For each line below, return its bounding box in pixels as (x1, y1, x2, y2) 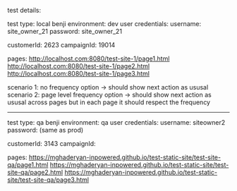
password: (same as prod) (7, 126, 84, 134)
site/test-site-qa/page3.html (7, 175, 90, 184)
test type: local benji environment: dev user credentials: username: (7, 20, 202, 27)
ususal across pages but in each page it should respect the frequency (7, 98, 210, 106)
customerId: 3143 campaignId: (7, 140, 97, 147)
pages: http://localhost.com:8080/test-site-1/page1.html (7, 54, 170, 63)
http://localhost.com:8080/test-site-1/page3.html (7, 70, 150, 78)
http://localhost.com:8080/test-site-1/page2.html (7, 62, 150, 70)
